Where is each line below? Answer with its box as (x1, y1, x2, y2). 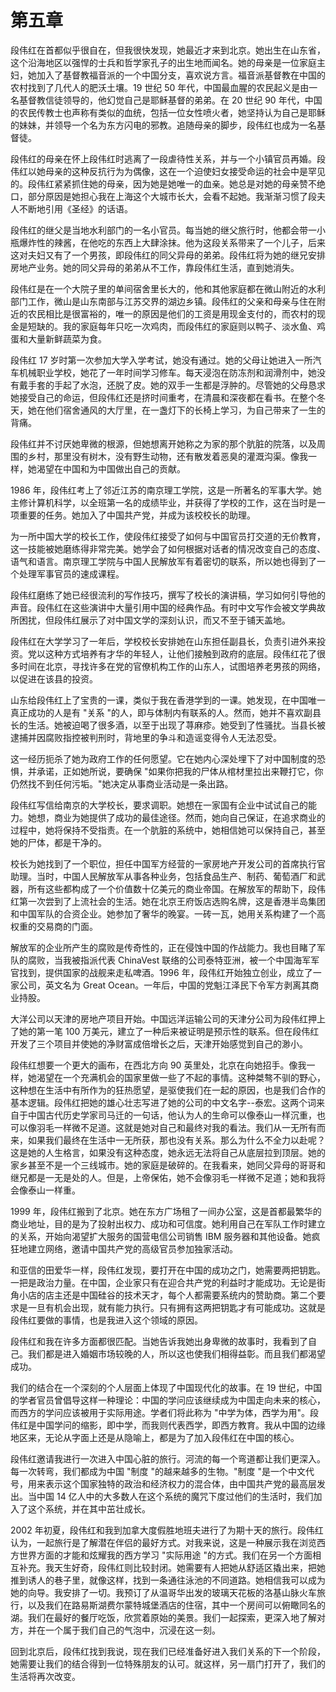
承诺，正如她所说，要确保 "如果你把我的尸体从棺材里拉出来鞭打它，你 (36, 765, 324, 777)
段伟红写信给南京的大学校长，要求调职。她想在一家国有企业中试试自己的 (10, 799, 308, 811)
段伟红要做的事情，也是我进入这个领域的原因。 (10, 1314, 203, 1326)
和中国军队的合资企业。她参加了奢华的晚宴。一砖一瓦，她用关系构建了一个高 (10, 907, 326, 920)
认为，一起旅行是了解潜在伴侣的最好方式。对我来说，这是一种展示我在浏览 (10, 1536, 317, 1548)
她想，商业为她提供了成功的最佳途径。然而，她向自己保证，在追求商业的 (27, 811, 326, 823)
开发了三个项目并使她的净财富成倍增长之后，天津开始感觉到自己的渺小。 (10, 1037, 308, 1050)
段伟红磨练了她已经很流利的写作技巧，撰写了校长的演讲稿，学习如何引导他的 (10, 589, 326, 601)
